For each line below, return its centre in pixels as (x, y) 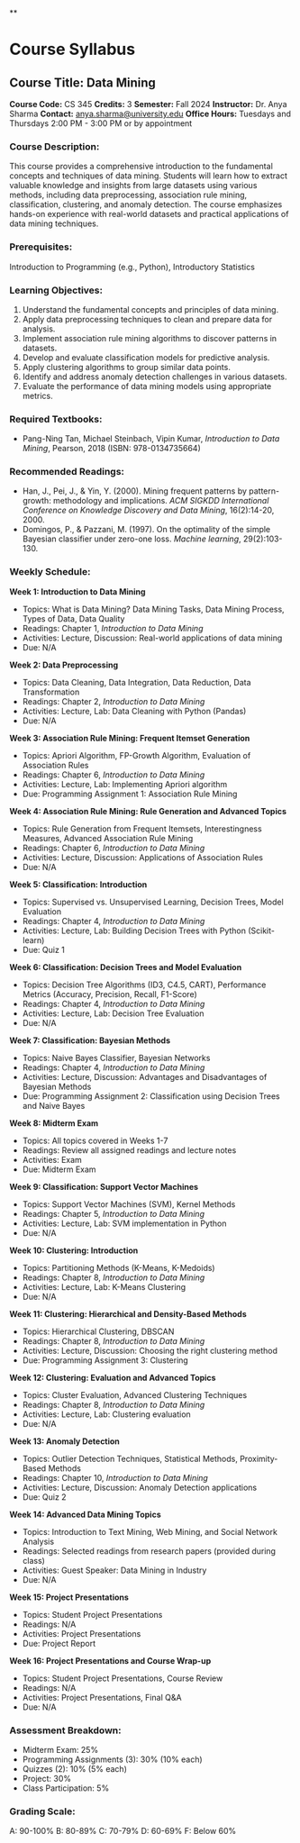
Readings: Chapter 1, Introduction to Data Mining (113, 628)
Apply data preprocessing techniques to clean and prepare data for (147, 319)
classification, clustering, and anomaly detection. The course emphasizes (146, 204)
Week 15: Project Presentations (69, 1597)
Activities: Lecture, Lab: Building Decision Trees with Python (134, 931)
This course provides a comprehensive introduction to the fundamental (141, 167)
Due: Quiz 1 (44, 949)
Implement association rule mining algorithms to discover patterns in (150, 338)
